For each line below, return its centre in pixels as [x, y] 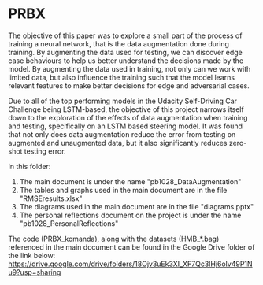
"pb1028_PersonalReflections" [69, 223]
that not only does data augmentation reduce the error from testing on [122, 134]
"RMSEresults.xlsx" [51, 198]
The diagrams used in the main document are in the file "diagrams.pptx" [137, 206]
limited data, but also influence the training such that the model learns [121, 77]
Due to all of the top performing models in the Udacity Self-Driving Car [123, 101]
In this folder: [30, 166]
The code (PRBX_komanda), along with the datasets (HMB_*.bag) [114, 239]
